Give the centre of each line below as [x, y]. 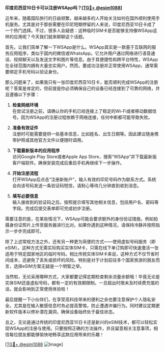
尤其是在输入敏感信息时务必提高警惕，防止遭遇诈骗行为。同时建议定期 [84, 305]
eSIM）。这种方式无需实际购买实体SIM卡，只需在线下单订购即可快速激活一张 [82, 248]
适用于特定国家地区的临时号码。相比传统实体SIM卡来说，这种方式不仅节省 [80, 254]
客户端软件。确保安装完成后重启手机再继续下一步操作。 [68, 163]
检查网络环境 [25, 105]
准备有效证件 [25, 128]
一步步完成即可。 [27, 231]
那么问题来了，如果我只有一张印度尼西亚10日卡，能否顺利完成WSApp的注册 [82, 82]
